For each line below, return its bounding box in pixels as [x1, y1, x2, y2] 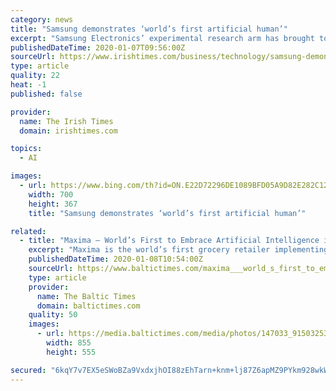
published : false [10, 89, 83, 99]
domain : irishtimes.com [19, 126, 118, 136]
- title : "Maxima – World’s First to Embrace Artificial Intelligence [19, 236, 320, 246]
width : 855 [46, 338, 92, 348]
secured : [10, 365, 47, 375]
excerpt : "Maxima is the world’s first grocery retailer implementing [28, 245, 329, 255]
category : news [10, 14, 74, 25]
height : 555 [46, 347, 97, 357]
